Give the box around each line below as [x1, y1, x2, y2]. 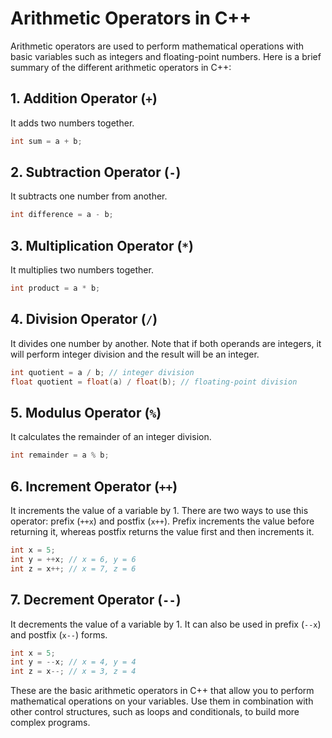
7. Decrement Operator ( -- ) [10, 592, 182, 609]
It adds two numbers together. [10, 117, 135, 129]
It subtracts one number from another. [10, 190, 168, 202]
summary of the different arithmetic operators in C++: [10, 61, 232, 73]
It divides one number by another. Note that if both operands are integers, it [10, 337, 322, 349]
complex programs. [10, 717, 91, 729]
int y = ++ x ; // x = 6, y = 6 [10, 554, 137, 564]
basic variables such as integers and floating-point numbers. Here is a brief [10, 50, 322, 62]
